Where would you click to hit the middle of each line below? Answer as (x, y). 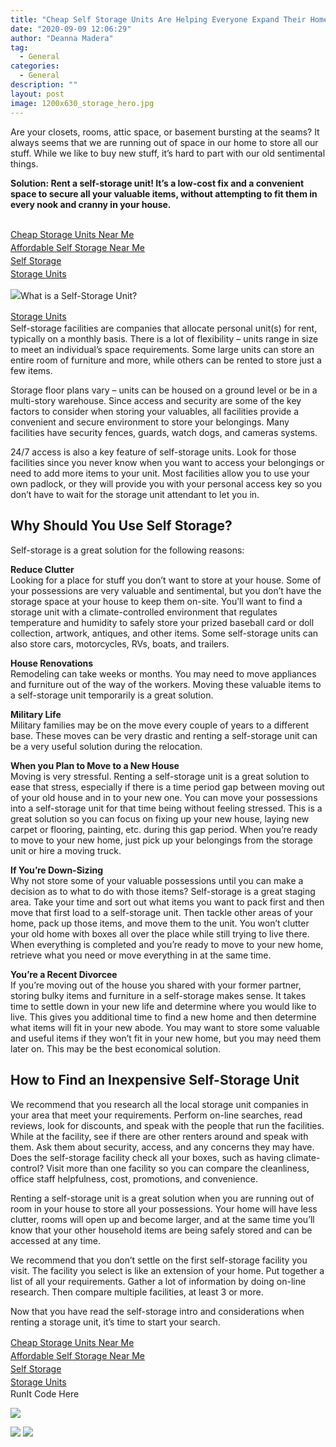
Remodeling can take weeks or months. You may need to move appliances (163, 673)
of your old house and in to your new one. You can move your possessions (164, 797)
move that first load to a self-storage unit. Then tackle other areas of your (162, 912)
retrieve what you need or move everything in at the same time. (141, 955)
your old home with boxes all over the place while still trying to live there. (160, 933)
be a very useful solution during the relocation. (106, 746)
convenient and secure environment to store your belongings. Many (150, 422)
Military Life (36, 714)
